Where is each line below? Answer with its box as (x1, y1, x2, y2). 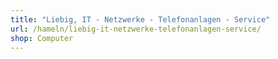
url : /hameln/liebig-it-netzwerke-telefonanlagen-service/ (10, 24, 262, 34)
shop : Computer (10, 33, 74, 43)
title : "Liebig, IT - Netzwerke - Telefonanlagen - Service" (10, 14, 271, 25)
